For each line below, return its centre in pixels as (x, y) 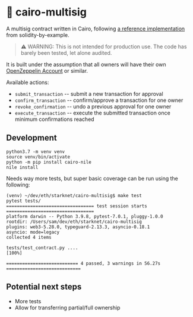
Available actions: (28, 82)
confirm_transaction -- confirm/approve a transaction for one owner (99, 100)
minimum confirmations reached (54, 119)
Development (32, 138)
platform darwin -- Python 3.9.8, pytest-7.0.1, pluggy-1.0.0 (85, 216)
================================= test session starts (77, 206)
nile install (22, 167)
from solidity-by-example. (38, 35)
